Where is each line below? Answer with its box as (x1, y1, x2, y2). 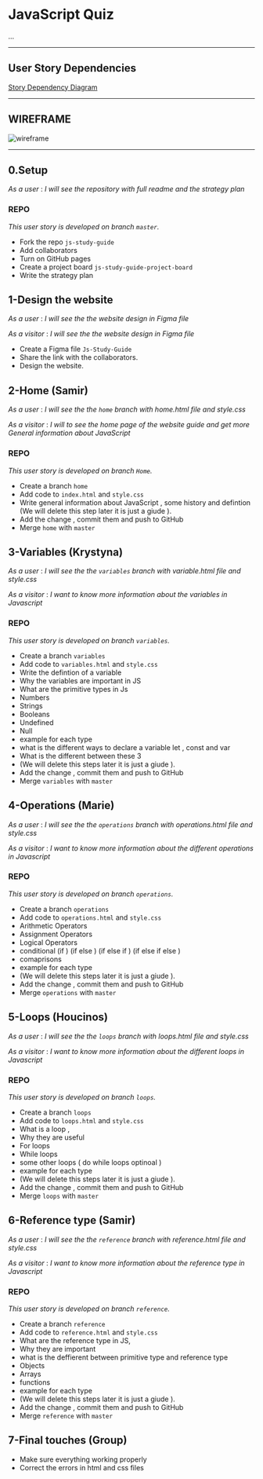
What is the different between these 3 (19, 751, 142, 760)
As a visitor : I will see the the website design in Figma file (8, 329, 195, 339)
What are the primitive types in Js (19, 684, 128, 694)
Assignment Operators (19, 929, 92, 939)
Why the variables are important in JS (19, 675, 142, 685)
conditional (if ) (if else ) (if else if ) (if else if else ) (19, 946, 182, 955)
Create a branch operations (19, 904, 110, 913)
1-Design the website (8, 293, 113, 307)
